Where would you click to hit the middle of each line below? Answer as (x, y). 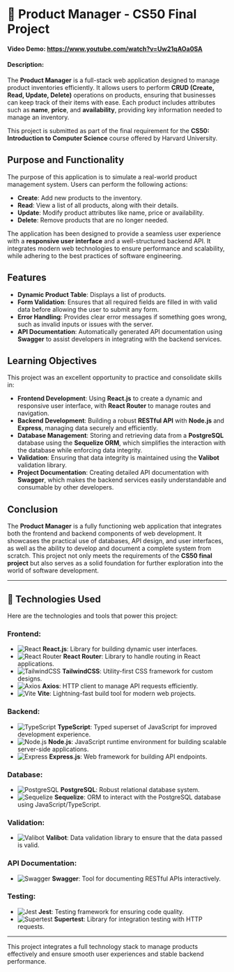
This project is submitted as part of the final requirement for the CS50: (109, 130)
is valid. (28, 845)
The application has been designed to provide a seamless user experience (114, 234)
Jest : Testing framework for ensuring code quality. (111, 911)
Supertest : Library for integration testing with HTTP (128, 919)
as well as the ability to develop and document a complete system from (109, 548)
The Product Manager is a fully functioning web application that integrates (115, 526)
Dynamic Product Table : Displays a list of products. (92, 294)
